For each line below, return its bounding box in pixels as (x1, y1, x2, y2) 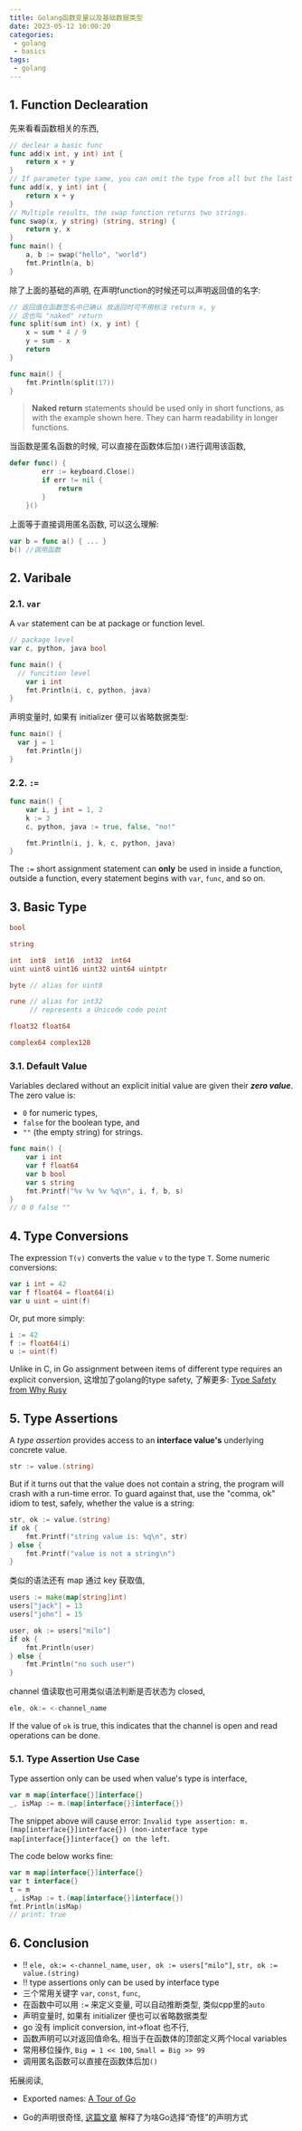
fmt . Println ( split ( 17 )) (25, 378, 116, 387)
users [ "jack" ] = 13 (9, 1602, 83, 1611)
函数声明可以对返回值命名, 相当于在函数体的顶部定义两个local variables (22, 2033, 288, 2044)
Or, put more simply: (9, 1313, 86, 1323)
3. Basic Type (9, 899, 88, 915)
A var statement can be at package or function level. (9, 618, 205, 629)
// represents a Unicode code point (29, 1005, 168, 1015)
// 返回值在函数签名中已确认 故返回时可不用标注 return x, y (9, 303, 216, 312)
